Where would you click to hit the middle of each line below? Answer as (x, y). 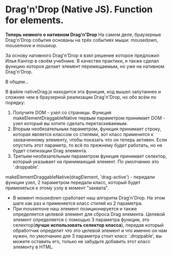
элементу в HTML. (33, 247)
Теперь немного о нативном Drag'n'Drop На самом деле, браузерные (83, 34)
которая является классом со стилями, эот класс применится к (83, 134)
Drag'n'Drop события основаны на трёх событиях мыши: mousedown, (82, 40)
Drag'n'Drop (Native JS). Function (79, 9)
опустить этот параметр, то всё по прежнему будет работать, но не (88, 145)
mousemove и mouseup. (32, 45)
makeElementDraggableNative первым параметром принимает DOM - (89, 118)
